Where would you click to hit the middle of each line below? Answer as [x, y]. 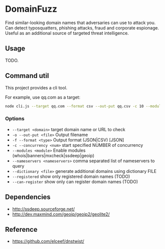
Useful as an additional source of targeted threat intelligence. [67, 33]
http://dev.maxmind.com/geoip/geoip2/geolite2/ [61, 214]
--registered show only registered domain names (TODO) [71, 176]
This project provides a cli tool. [36, 87]
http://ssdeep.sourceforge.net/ [43, 209]
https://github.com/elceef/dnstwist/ [48, 241]
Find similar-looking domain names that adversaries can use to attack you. [80, 23]
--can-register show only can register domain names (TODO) [75, 181]
